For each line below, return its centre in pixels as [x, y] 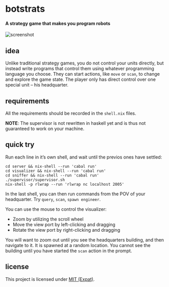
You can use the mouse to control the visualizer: [56, 209]
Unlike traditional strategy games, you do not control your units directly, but [85, 63]
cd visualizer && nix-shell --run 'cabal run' [56, 171]
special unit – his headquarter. [37, 85]
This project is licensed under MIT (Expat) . [50, 279]
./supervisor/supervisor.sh [35, 180]
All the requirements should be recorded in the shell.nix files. [71, 114]
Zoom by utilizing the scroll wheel [48, 219]
